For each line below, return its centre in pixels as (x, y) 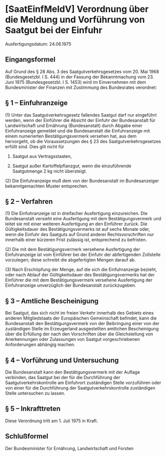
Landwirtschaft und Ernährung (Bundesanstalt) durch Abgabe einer (74, 126)
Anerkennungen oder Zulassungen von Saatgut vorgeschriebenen (73, 339)
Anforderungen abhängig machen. (40, 345)
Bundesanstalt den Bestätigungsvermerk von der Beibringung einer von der (82, 324)
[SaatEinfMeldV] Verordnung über (77, 9)
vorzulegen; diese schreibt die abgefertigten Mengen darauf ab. (71, 260)
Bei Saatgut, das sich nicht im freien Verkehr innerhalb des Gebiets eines (80, 313)
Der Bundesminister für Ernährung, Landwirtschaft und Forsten (69, 448)
